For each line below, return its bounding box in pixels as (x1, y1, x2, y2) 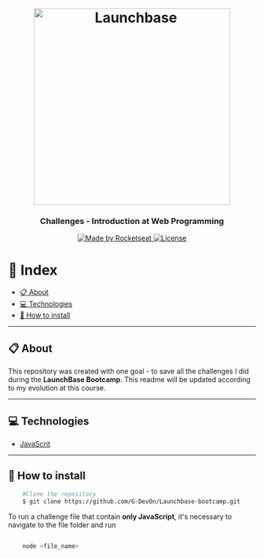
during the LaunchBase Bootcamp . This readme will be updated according (8, 375, 251, 384)
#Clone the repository (22, 490, 97, 498)
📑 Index (8, 261, 58, 279)
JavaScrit (19, 439, 51, 449)
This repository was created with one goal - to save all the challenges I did (8, 366, 249, 376)
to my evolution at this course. (8, 384, 106, 393)
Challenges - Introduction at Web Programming (39, 216, 225, 227)
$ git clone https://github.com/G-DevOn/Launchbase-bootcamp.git (22, 497, 241, 505)
